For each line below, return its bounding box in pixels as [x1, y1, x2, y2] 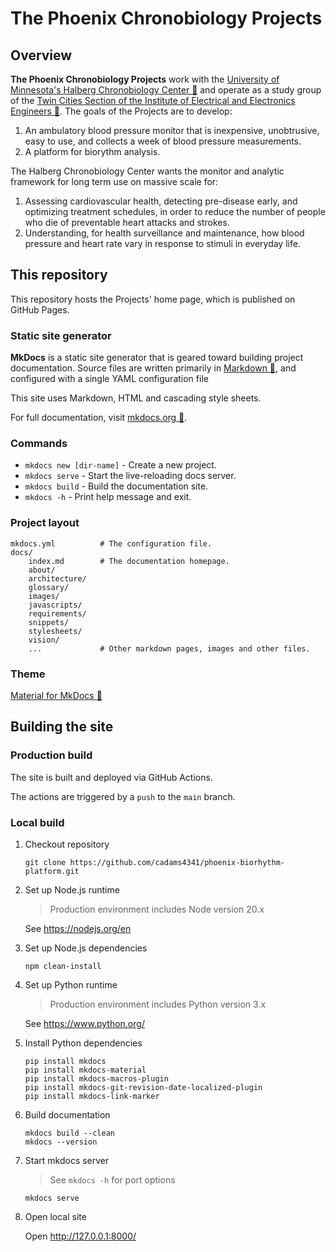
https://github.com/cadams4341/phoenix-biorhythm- [69, 857, 286, 867]
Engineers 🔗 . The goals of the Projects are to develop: [10, 105, 233, 117]
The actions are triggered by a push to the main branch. [10, 790, 236, 802]
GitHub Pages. [10, 303, 70, 316]
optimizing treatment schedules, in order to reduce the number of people [24, 206, 326, 217]
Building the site [10, 718, 114, 736]
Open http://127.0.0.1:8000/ [24, 1230, 137, 1242]
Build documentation [24, 1108, 111, 1121]
